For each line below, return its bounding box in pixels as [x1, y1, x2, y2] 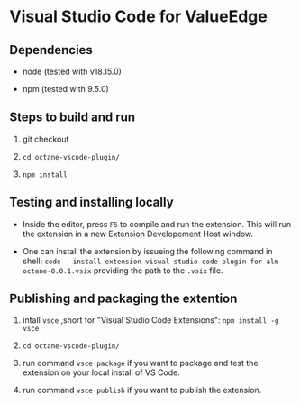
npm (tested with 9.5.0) [22, 84, 110, 94]
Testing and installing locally [9, 195, 174, 210]
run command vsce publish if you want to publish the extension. [22, 385, 262, 396]
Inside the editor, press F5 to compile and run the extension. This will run [22, 218, 292, 229]
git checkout [22, 133, 69, 144]
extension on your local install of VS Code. [22, 367, 180, 378]
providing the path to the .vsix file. [93, 264, 223, 276]
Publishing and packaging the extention [9, 291, 238, 307]
